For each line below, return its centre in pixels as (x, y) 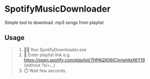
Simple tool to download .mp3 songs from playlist (54, 22)
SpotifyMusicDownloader (57, 9)
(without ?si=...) (39, 65)
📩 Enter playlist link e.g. (47, 55)
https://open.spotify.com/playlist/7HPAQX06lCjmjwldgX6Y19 (84, 60)
